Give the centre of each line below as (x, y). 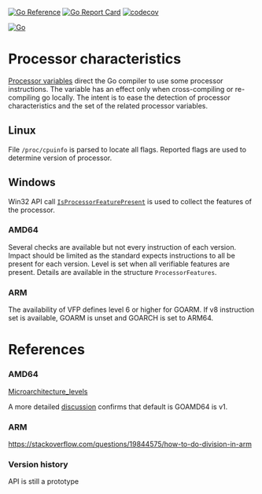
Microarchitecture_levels (48, 391)
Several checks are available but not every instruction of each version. (122, 247)
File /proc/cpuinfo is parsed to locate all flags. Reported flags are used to (127, 149)
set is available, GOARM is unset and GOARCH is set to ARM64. (111, 318)
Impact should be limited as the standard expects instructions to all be (122, 255)
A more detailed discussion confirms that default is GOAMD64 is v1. (118, 406)
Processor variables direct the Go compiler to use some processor (116, 81)
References (46, 350)
